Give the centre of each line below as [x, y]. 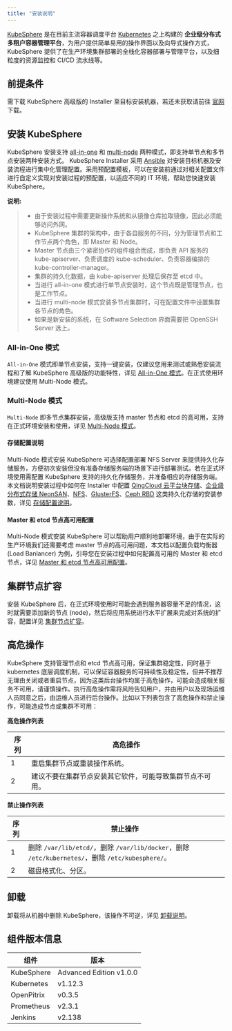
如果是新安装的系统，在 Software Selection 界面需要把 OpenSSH [126, 320]
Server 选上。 [54, 328]
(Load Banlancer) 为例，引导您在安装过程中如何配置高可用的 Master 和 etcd [115, 553]
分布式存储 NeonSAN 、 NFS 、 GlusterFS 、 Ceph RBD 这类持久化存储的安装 [112, 494]
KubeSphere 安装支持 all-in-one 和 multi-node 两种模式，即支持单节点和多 [113, 152]
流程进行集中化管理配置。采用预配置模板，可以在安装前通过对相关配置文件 [119, 169]
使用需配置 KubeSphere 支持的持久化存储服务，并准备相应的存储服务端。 [117, 477]
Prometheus [30, 1006]
